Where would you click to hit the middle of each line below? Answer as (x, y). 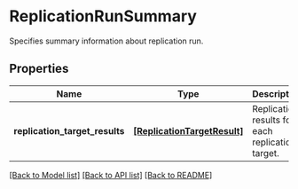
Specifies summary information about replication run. (106, 41)
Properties (39, 69)
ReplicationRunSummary (103, 16)
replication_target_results (69, 130)
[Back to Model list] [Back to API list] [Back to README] (111, 175)
